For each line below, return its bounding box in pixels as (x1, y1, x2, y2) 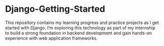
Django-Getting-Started (5, 3, 105, 15)
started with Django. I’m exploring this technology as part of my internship (5, 24, 156, 30)
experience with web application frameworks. (5, 35, 98, 41)
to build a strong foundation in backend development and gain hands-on (5, 30, 152, 36)
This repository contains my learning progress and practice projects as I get (5, 20, 159, 25)
